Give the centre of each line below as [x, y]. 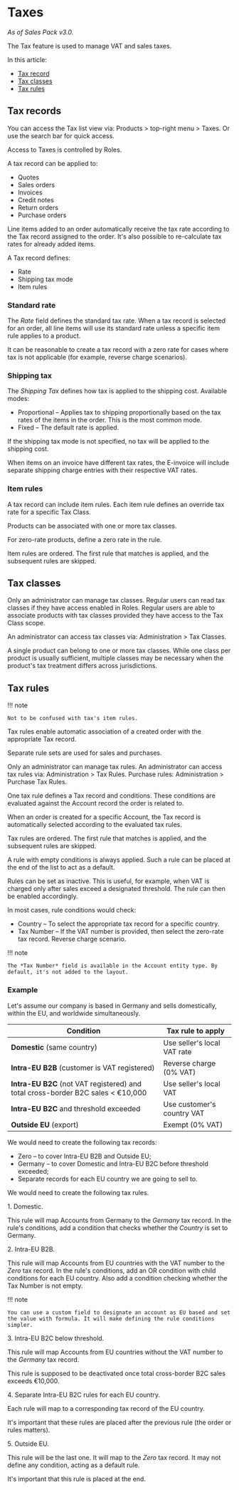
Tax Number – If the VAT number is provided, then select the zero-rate [121, 932]
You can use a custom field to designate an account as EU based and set [119, 1312]
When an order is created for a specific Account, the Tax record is [104, 817]
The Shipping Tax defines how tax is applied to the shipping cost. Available [117, 391]
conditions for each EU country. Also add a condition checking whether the [117, 1278]
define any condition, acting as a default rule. [74, 1465]
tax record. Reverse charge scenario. [72, 939]
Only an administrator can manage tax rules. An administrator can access [115, 767]
